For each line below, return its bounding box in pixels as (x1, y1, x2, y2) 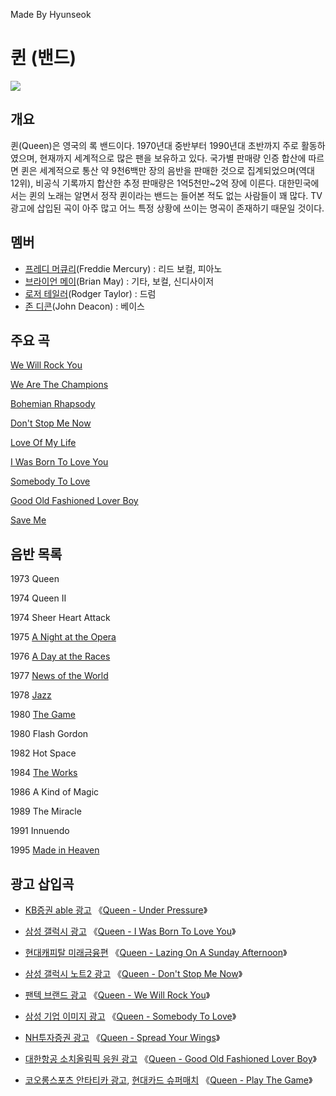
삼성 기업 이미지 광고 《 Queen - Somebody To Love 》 (24, 1010, 237, 1022)
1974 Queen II (10, 592, 67, 604)
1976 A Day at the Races (10, 650, 111, 663)
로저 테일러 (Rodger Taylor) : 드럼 (24, 287, 157, 299)
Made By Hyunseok (10, 9, 92, 20)
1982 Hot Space (10, 747, 77, 759)
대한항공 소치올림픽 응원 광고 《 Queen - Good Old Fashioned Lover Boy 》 (24, 1053, 317, 1064)
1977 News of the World (10, 670, 109, 682)
